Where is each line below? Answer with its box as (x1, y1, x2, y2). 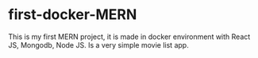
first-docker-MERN (8, 6, 137, 24)
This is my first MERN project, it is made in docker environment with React (8, 32, 251, 41)
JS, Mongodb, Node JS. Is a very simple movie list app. (8, 40, 189, 49)
